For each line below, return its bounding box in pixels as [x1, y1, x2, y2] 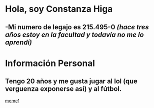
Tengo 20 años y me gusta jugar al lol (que [5, 77, 138, 86]
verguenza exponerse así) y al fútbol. [5, 85, 122, 93]
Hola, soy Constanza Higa [5, 3, 113, 15]
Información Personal [5, 58, 95, 69]
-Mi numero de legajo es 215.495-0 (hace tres [5, 23, 149, 31]
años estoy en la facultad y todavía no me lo [5, 30, 144, 39]
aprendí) [5, 38, 32, 46]
